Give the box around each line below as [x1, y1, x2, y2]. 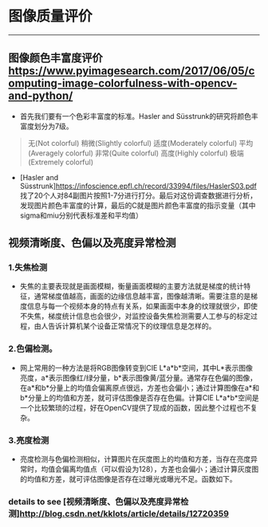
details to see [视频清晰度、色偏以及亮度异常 [8, 496, 181, 507]
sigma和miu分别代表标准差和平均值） [19, 210, 144, 220]
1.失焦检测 [8, 262, 48, 273]
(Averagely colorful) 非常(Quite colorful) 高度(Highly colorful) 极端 [27, 148, 245, 158]
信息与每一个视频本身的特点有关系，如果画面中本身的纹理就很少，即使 [26, 301, 258, 311]
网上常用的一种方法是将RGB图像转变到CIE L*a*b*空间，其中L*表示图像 [19, 363, 254, 372]
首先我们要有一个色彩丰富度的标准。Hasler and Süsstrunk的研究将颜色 [19, 111, 251, 120]
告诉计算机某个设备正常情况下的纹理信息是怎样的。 [47, 321, 216, 331]
